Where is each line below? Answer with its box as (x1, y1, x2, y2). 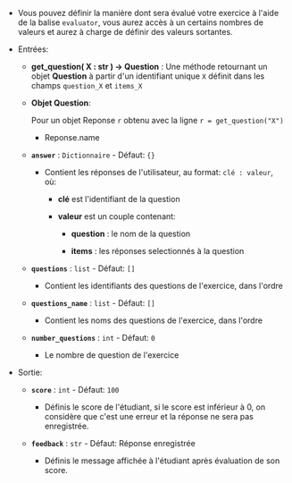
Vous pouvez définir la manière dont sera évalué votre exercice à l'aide (17, 8, 279, 18)
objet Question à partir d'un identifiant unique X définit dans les (30, 71, 265, 81)
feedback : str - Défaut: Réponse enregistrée (30, 438, 196, 448)
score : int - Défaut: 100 (30, 385, 120, 394)
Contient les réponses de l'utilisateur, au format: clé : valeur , (44, 167, 274, 177)
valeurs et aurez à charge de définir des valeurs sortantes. (17, 27, 234, 37)
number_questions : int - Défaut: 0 (30, 333, 155, 343)
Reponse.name (44, 132, 100, 142)
